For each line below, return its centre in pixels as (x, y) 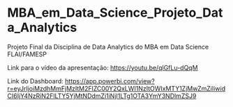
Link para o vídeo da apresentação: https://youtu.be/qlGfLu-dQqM (103, 67)
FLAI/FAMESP (27, 54)
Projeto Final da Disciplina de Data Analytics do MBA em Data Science (108, 47)
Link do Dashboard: (36, 81)
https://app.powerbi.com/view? (110, 81)
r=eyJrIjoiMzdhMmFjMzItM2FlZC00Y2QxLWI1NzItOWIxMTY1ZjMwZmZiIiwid (116, 88)
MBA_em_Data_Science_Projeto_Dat (115, 13)
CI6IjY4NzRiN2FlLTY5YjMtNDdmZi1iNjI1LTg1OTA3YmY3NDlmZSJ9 (102, 96)
